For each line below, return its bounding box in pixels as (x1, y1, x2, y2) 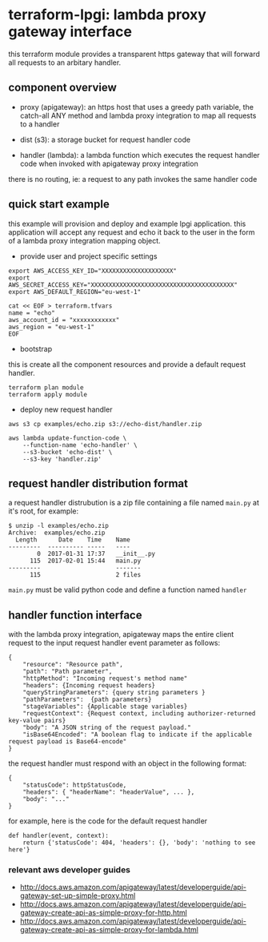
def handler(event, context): (8, 831, 110, 840)
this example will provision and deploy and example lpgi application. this (8, 219, 246, 228)
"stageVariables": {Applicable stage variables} (22, 702, 188, 711)
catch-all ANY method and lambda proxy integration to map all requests (19, 111, 257, 120)
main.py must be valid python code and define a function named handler (8, 585, 247, 594)
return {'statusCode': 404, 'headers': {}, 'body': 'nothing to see (22, 839, 256, 847)
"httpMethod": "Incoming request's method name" (22, 674, 188, 682)
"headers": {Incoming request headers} (22, 682, 156, 690)
